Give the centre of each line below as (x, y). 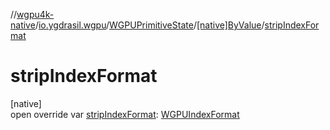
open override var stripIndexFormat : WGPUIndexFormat (125, 114)
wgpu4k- (35, 14)
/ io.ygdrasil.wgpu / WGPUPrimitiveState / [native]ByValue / (149, 25)
